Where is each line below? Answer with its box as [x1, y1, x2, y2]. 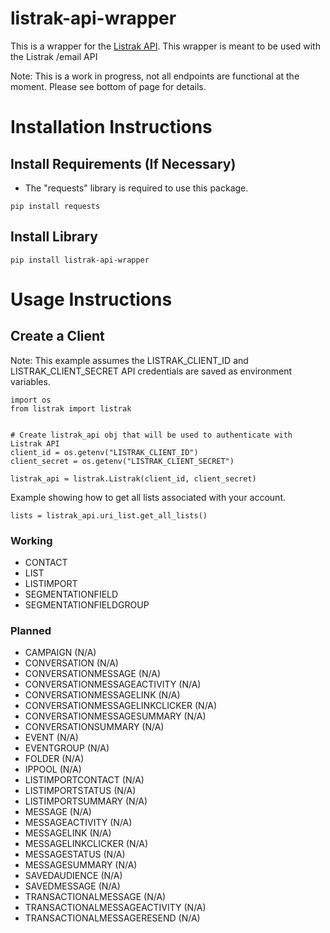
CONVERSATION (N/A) [24, 657, 119, 669]
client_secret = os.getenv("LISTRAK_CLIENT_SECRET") [10, 456, 235, 466]
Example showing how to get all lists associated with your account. [10, 491, 287, 503]
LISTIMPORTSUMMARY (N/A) [24, 795, 148, 807]
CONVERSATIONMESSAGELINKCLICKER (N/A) [24, 700, 218, 712]
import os [10, 395, 52, 405]
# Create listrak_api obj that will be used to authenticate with [10, 430, 293, 440]
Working [10, 533, 53, 547]
